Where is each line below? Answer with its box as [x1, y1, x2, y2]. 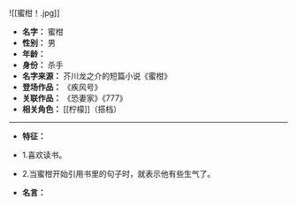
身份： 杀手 [21, 60, 64, 70]
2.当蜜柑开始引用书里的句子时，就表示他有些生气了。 [21, 169, 216, 179]
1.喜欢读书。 [21, 149, 67, 160]
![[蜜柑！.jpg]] [9, 8, 60, 18]
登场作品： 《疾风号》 [21, 82, 103, 92]
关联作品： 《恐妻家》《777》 [21, 93, 128, 103]
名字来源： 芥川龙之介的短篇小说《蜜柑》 [21, 71, 172, 81]
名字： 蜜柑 [21, 27, 64, 37]
